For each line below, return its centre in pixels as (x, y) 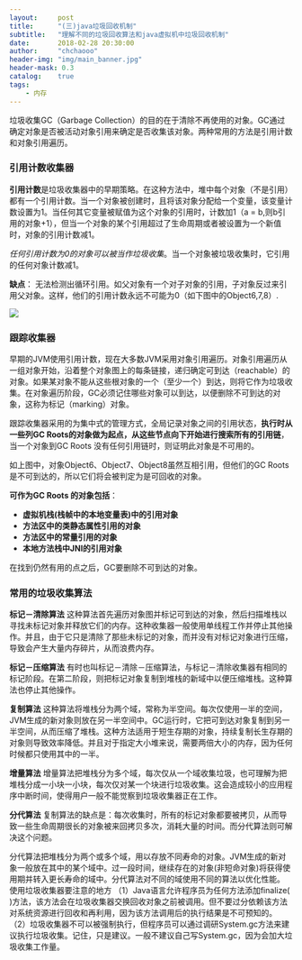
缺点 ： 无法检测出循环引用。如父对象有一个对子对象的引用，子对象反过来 (144, 284)
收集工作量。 (40, 946)
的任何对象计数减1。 (46, 265)
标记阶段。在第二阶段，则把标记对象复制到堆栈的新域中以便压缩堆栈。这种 (147, 679)
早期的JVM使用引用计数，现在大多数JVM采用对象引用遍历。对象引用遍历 (145, 359)
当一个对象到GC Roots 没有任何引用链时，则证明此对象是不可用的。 (134, 446)
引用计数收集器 (42, 168)
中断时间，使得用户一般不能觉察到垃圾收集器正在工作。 (119, 796)
